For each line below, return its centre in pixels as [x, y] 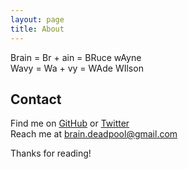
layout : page [37, 19]
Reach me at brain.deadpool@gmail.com [94, 134]
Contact [36, 99]
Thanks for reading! [51, 153]
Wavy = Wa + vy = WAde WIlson [77, 68]
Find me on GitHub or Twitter [70, 123]
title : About [37, 29]
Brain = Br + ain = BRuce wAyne [76, 57]
